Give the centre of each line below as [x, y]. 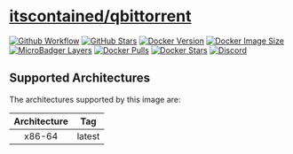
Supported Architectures [80, 78]
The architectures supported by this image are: [95, 99]
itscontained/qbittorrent [100, 16]
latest [88, 136]
